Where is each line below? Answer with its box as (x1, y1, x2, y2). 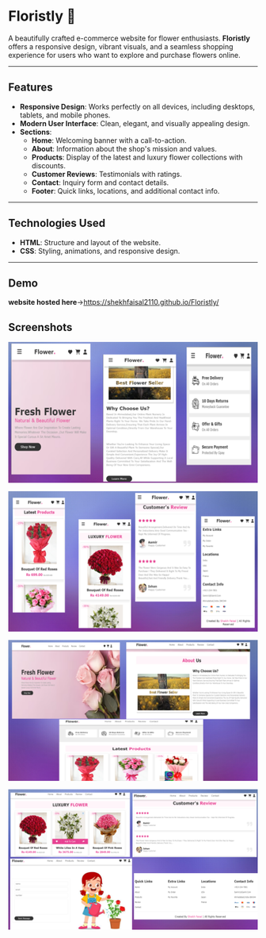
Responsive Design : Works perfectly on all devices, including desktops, (19, 102, 256, 111)
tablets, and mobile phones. (19, 110, 111, 120)
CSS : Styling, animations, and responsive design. (19, 246, 180, 256)
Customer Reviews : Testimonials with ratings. (31, 169, 182, 179)
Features (8, 81, 53, 94)
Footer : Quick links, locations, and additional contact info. (31, 186, 220, 195)
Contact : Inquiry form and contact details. (31, 178, 169, 187)
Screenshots (8, 321, 73, 334)
